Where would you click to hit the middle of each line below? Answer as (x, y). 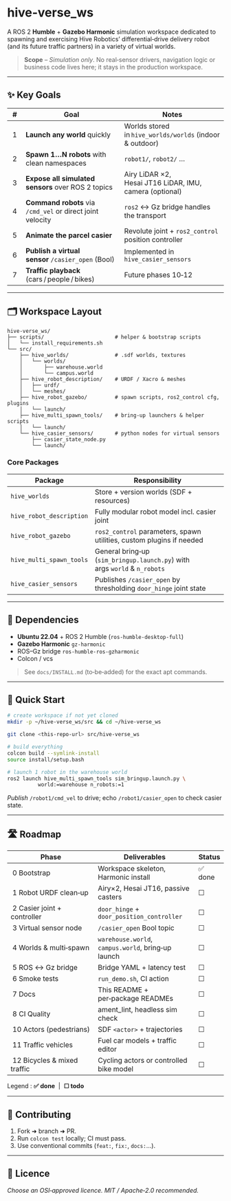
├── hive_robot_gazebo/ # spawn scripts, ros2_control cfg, (120, 397)
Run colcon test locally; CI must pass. (71, 1138)
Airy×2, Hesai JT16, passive (144, 889)
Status (209, 857)
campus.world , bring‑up (135, 948)
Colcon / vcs (35, 658)
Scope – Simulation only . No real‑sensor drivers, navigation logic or (119, 59)
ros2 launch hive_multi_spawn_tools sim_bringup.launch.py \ (97, 779)
